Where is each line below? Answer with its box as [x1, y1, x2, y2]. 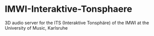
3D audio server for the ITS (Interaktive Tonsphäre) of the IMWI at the [5, 20, 149, 26]
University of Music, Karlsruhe [5, 25, 68, 31]
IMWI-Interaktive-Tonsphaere [5, 3, 132, 15]
